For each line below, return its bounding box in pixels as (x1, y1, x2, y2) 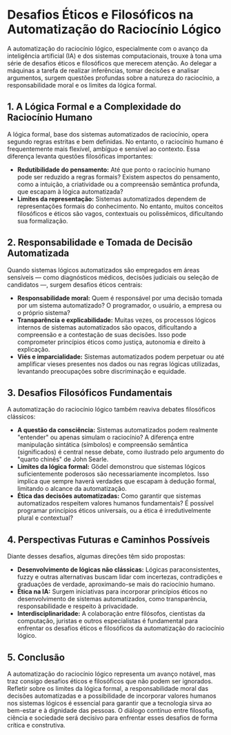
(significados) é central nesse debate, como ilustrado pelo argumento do (17, 448, 225, 456)
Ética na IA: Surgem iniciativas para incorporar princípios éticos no (17, 587, 208, 596)
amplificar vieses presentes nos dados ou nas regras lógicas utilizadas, (17, 359, 221, 368)
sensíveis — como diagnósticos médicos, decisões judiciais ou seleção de (7, 273, 219, 281)
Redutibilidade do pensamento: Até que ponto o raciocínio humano (17, 165, 210, 174)
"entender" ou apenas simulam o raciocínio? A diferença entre (17, 433, 194, 441)
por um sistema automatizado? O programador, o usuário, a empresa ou (17, 301, 222, 310)
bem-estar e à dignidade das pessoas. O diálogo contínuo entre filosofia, (7, 707, 215, 714)
